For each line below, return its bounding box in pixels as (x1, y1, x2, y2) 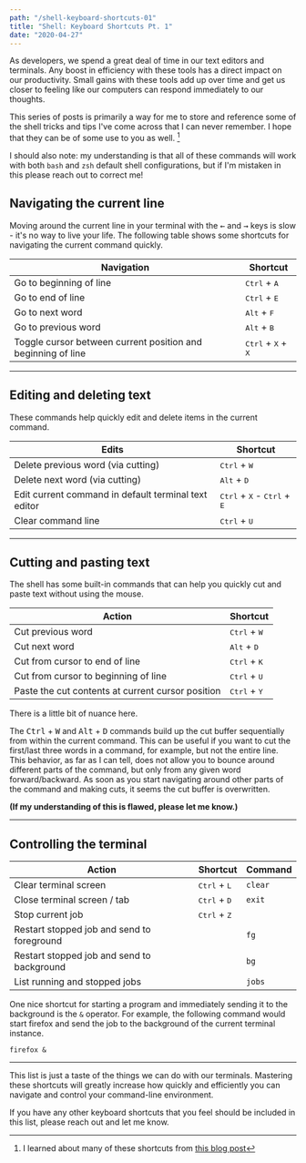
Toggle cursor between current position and (14, 335, 202, 348)
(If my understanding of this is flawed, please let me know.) (9, 801, 239, 812)
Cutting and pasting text (9, 555, 150, 570)
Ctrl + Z (198, 908, 232, 921)
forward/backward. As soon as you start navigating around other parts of (9, 774, 284, 785)
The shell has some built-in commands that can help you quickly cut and (9, 579, 282, 590)
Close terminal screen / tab (14, 893, 130, 906)
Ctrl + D (198, 893, 232, 906)
